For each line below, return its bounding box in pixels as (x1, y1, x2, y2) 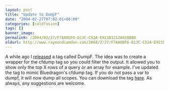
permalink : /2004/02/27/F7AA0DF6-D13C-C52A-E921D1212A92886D (5, 35, 136, 40)
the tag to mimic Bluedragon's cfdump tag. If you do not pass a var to (5, 69, 149, 75)
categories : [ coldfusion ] (5, 21, 59, 26)
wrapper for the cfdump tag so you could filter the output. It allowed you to (5, 58, 160, 65)
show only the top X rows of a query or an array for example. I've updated (5, 64, 158, 70)
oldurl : (5, 40, 22, 45)
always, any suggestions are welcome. (5, 80, 86, 86)
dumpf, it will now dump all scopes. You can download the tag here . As (5, 74, 152, 80)
